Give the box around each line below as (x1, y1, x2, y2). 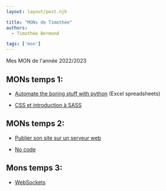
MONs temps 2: (6, 119, 65, 129)
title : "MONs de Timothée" (6, 19, 73, 25)
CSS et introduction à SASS (14, 101, 82, 108)
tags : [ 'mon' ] (6, 41, 41, 47)
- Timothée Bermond (11, 30, 60, 36)
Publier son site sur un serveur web (14, 134, 102, 141)
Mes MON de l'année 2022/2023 (6, 57, 87, 64)
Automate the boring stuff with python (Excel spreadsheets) (14, 90, 161, 97)
